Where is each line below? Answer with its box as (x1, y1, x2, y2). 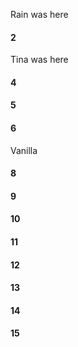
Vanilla (10, 144, 38, 156)
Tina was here (10, 54, 69, 66)
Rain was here (10, 9, 69, 20)
